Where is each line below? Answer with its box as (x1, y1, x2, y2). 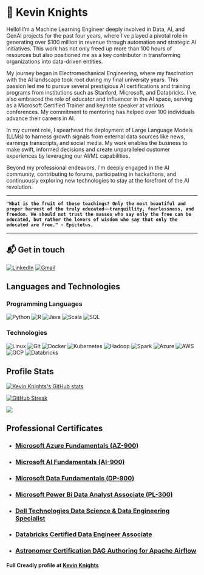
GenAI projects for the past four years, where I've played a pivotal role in (6, 32, 188, 39)
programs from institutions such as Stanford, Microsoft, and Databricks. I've (6, 89, 196, 96)
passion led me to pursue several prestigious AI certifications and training (6, 82, 191, 90)
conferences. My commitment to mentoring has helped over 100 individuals (6, 108, 195, 115)
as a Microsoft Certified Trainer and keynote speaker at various (6, 101, 165, 109)
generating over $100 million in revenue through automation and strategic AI (6, 38, 197, 45)
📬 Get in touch (6, 245, 65, 255)
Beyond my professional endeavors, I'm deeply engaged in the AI (6, 164, 170, 171)
